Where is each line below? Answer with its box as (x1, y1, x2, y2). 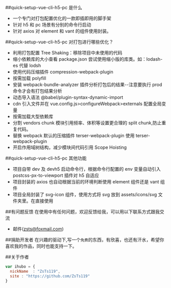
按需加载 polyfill (12, 75, 46, 81)
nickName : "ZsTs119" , (10, 269, 60, 274)
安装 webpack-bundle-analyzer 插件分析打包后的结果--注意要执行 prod (12, 82, 162, 88)
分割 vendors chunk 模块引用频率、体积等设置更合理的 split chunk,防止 (12, 120, 162, 126)
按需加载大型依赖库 (12, 114, 54, 119)
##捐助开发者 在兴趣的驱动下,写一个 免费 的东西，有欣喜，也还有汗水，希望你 (5, 237, 164, 243)
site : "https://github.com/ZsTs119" (10, 273, 90, 279)
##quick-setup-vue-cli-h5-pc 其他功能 (5, 155, 87, 161)
